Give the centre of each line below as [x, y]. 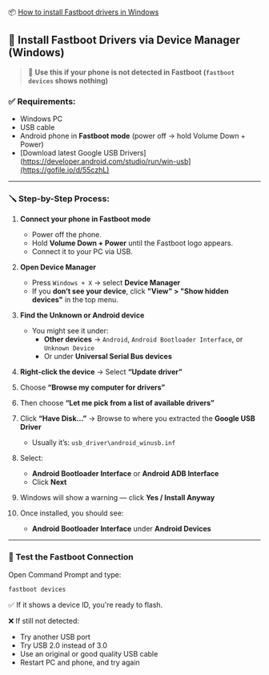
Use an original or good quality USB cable [89, 653]
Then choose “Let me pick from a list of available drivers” [117, 403]
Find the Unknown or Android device [82, 315]
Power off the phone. [66, 235]
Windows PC [41, 119]
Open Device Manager [58, 267]
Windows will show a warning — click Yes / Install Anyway [117, 498]
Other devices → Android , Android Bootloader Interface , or [143, 339]
